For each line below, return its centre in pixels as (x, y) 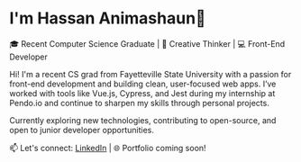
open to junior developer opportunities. (82, 130)
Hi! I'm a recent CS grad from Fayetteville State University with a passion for (150, 74)
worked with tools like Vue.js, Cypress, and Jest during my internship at (142, 93)
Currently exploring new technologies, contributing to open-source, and (143, 120)
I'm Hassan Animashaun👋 (108, 18)
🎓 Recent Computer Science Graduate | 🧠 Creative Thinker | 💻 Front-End (147, 43)
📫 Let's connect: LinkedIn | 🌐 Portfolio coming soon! (108, 148)
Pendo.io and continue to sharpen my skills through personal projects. (140, 103)
